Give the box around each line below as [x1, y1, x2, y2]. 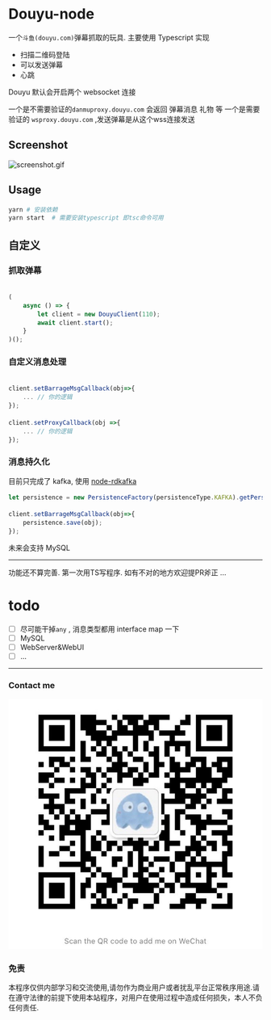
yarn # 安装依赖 [8, 205, 58, 214]
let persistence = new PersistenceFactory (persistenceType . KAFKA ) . [8, 493, 240, 502]
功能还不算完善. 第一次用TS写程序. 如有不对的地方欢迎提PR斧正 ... [8, 568, 227, 577]
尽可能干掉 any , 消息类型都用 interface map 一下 [19, 624, 180, 634]
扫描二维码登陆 [19, 49, 70, 59]
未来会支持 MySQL [8, 543, 71, 553]
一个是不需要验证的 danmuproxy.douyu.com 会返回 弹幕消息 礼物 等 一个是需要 [8, 104, 261, 114]
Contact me [8, 680, 56, 691]
